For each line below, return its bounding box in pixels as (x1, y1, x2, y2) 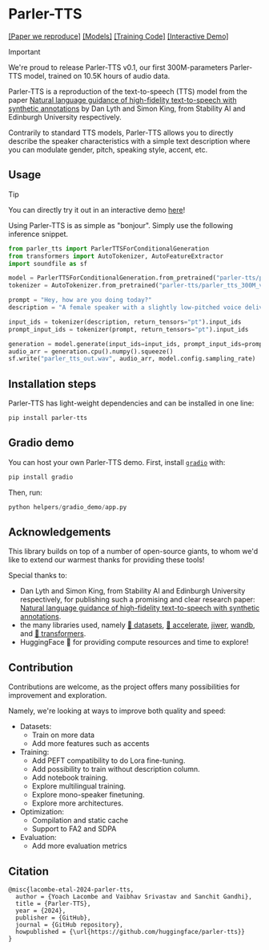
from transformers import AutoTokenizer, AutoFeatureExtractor (8, 252, 224, 260)
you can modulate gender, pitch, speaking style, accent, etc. (8, 145, 208, 154)
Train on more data (31, 730, 94, 740)
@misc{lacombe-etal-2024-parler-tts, (8, 885, 134, 894)
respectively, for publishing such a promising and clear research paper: (19, 595, 255, 605)
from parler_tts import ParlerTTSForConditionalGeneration (8, 244, 210, 253)
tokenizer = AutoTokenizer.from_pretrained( (8, 282, 159, 290)
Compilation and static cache (31, 816, 129, 826)
